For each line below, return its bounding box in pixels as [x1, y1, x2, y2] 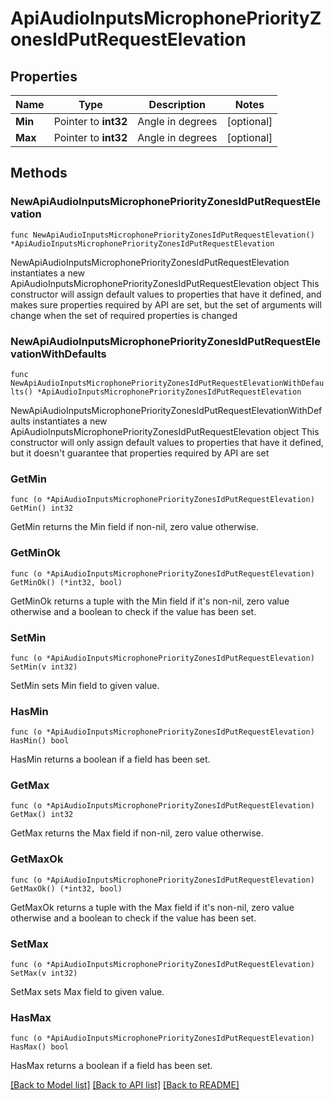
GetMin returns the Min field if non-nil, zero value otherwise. [10, 521, 260, 533]
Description [148, 98, 207, 111]
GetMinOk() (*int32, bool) [10, 577, 123, 587]
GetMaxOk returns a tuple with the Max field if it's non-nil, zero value [10, 901, 295, 913]
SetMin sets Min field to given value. [10, 679, 160, 691]
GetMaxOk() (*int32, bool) [10, 883, 123, 894]
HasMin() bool [10, 736, 70, 746]
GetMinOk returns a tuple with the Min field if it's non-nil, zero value [10, 595, 290, 607]
